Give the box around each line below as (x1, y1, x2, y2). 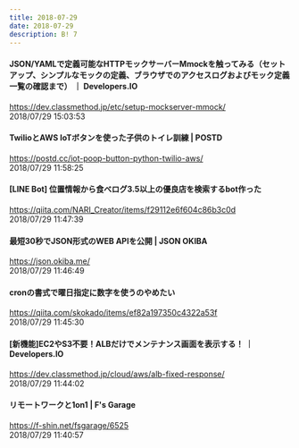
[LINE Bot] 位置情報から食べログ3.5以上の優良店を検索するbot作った (9, 184, 262, 195)
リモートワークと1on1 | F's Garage (9, 400, 137, 410)
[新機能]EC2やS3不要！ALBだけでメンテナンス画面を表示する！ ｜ (9, 338, 254, 349)
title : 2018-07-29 (9, 13, 78, 22)
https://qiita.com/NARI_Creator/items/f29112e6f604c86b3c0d (9, 204, 237, 215)
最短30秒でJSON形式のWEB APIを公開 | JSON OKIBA (9, 235, 208, 246)
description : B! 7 (9, 30, 78, 38)
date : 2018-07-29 (9, 21, 74, 30)
